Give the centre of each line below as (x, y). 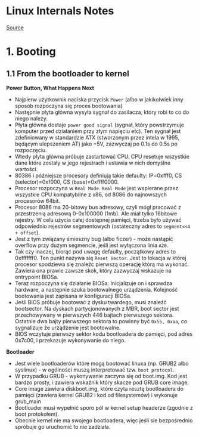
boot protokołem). (37, 414)
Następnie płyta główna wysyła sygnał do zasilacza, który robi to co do (102, 112)
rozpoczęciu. (31, 150)
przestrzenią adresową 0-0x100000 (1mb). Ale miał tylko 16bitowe (96, 214)
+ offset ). (27, 232)
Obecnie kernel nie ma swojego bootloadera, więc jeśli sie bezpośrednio (104, 420)
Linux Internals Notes (60, 11)
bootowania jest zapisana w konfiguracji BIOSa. (73, 296)
